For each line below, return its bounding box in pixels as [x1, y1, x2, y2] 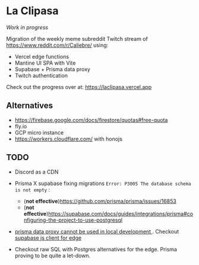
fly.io [14, 123, 27, 130]
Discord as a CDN [14, 168, 59, 175]
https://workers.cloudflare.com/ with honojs [14, 135, 123, 142]
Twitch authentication [14, 72, 68, 79]
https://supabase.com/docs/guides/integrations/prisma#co [48, 210, 193, 217]
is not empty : [14, 186, 50, 193]
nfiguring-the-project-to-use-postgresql [23, 216, 123, 224]
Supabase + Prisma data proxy [14, 65, 91, 72]
